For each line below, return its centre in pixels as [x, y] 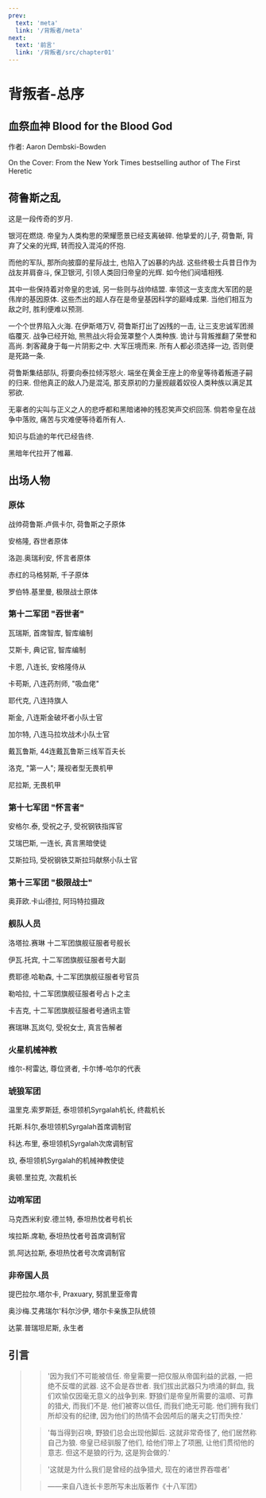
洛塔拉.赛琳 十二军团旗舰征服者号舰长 [69, 943]
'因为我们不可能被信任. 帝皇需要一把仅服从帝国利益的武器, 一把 [150, 1376]
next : [17, 38]
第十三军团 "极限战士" [50, 883]
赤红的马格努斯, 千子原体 [48, 575]
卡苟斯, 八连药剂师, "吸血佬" [54, 683]
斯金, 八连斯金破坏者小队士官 [56, 717]
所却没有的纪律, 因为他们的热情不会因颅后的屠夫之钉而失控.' [145, 1415]
